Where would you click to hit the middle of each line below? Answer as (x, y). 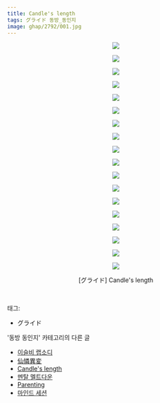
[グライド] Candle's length (116, 280)
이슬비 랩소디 (35, 353)
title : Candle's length (41, 13)
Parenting (31, 385)
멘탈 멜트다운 (35, 377)
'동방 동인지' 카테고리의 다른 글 (49, 338)
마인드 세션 (32, 393)
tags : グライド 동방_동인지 (42, 20)
